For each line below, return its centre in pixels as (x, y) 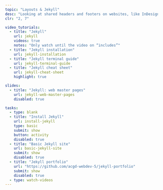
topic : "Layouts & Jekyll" (32, 9)
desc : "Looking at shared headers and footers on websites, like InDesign (82, 14)
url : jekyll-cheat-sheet (39, 72)
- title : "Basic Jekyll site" (40, 144)
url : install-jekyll (34, 122)
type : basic (26, 126)
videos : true (27, 41)
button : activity (31, 135)
